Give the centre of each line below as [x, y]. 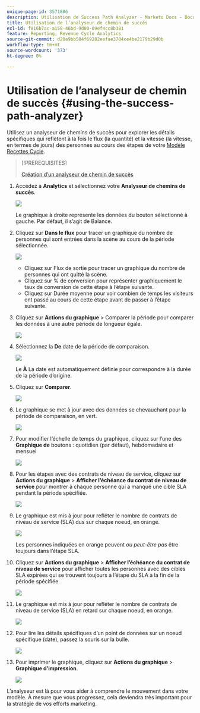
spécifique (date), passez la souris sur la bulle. [72, 639]
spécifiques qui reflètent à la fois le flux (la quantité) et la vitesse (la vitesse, [99, 139]
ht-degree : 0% [24, 56]
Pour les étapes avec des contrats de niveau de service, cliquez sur [98, 474]
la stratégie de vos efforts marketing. [52, 703]
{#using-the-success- [118, 103]
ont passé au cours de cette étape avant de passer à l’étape [97, 299]
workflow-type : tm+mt [34, 45]
